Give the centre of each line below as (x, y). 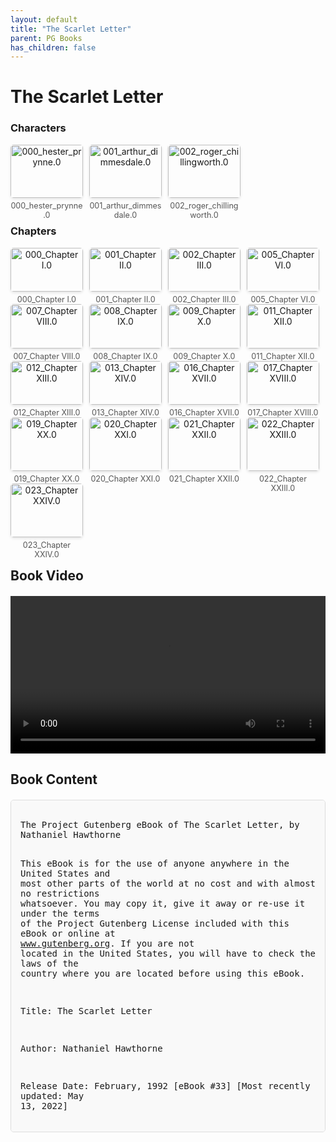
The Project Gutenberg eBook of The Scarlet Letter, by (160, 825)
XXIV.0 (47, 554)
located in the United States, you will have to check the (168, 954)
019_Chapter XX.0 (46, 479)
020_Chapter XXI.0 (125, 479)
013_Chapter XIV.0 (125, 412)
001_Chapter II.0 (125, 299)
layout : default (44, 19)
